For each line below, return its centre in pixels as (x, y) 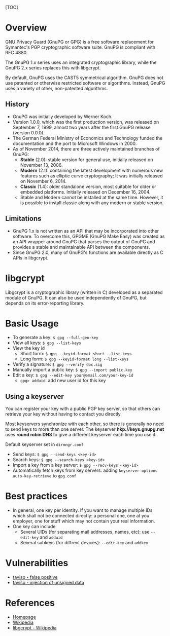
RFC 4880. (16, 52)
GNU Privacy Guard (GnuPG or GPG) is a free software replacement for (79, 42)
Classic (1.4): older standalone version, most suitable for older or (88, 186)
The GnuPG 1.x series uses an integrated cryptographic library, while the (81, 62)
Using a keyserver (35, 397)
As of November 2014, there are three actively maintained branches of (86, 148)
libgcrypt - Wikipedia (35, 628)
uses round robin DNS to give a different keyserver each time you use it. (81, 435)
